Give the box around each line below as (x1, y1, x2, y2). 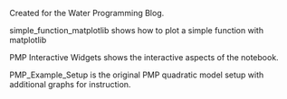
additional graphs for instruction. (9, 79, 131, 89)
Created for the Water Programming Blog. (9, 8, 165, 18)
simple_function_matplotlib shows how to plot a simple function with (9, 25, 264, 35)
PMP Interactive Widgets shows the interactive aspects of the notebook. (9, 52, 279, 62)
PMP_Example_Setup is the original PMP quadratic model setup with (9, 69, 264, 80)
